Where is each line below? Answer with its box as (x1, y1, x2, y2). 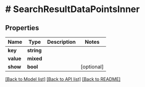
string (27, 47, 42, 54)
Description (47, 39, 76, 45)
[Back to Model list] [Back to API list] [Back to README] (5, 76, 121, 82)
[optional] (80, 63, 104, 70)
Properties (5, 24, 39, 32)
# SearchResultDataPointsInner (5, 4, 140, 15)
